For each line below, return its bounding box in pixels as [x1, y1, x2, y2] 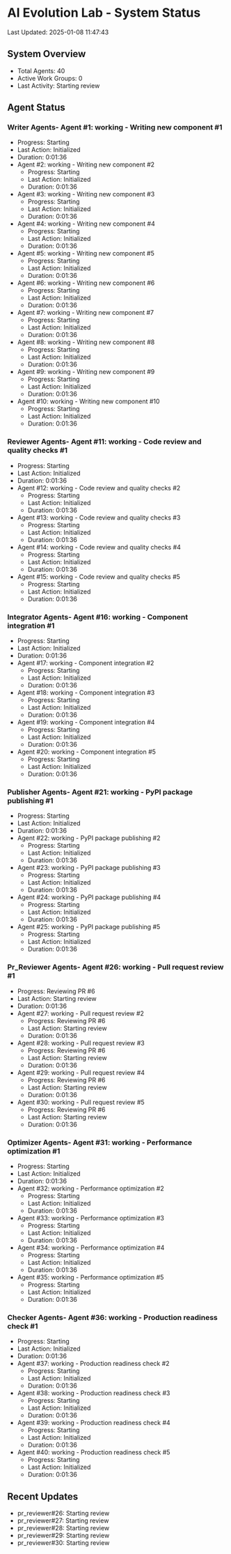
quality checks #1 [7, 446, 68, 456]
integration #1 [7, 621, 55, 630]
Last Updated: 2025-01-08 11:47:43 [7, 28, 109, 36]
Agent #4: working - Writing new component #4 [17, 219, 155, 228]
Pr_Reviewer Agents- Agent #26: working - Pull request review [7, 963, 224, 972]
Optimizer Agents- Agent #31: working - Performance [7, 1137, 193, 1147]
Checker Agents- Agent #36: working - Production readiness [7, 1312, 218, 1322]
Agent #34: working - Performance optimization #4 [17, 1243, 165, 1252]
